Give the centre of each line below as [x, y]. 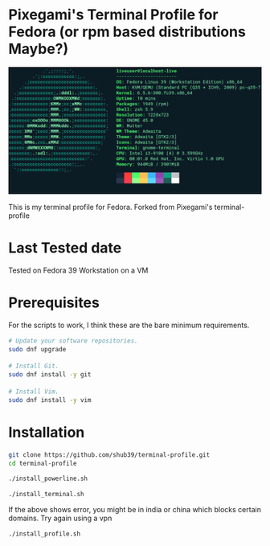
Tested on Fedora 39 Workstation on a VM [78, 270]
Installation [47, 432]
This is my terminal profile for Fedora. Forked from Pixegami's [110, 207]
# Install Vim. [34, 392]
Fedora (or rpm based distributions [127, 32]
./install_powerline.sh [48, 479]
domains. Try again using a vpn [60, 518]
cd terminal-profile [43, 463]
